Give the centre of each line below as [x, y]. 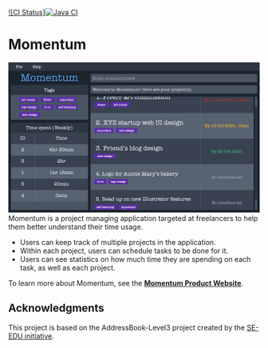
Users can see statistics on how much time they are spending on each [135, 259]
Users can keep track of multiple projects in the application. [118, 242]
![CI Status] [27, 12]
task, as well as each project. [67, 267]
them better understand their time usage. [76, 227]
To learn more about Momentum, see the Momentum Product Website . [126, 283]
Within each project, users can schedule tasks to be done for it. [124, 251]
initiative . [39, 336]
